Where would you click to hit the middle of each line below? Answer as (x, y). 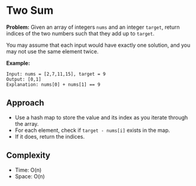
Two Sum (30, 10)
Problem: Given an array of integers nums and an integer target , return (93, 27)
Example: (18, 63)
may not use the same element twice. (52, 51)
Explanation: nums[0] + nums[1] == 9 (53, 85)
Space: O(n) (30, 176)
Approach (25, 103)
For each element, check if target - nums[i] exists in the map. (92, 130)
